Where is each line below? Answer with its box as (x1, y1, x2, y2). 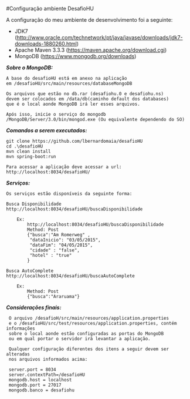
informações (6, 326, 35, 331)
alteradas (6, 351, 30, 357)
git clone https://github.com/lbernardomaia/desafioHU (6, 138, 143, 144)
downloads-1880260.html (14, 41, 77, 47)
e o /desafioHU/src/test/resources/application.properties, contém (8, 320, 177, 326)
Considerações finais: (6, 304, 62, 311)
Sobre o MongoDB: (6, 64, 53, 71)
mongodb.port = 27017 (8, 382, 62, 388)
